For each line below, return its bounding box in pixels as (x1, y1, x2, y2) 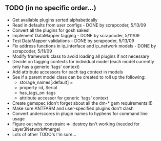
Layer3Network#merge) (12, 126, 61, 132)
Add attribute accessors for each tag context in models (12, 69, 123, 75)
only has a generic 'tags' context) (12, 64, 80, 70)
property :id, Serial (19, 84, 57, 90)
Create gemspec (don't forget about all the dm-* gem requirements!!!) (12, 100, 153, 106)
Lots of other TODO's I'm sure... (12, 131, 77, 137)
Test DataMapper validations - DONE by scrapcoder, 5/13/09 (12, 38, 135, 44)
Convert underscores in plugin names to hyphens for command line (12, 110, 148, 117)
